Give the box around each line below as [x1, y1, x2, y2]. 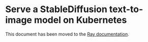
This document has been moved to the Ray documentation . [5, 31, 129, 37]
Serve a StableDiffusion [5, 4, 108, 15]
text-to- [109, 4, 143, 15]
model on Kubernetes [34, 14, 127, 26]
